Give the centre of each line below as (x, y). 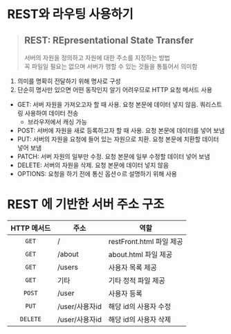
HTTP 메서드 (31, 228)
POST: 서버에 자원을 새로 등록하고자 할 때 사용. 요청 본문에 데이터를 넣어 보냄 (121, 130)
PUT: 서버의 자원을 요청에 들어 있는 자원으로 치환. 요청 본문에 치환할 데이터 (118, 139)
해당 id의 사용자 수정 (140, 306)
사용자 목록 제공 (132, 267)
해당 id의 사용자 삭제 (140, 319)
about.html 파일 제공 (140, 254)
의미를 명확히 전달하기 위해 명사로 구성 (69, 81)
